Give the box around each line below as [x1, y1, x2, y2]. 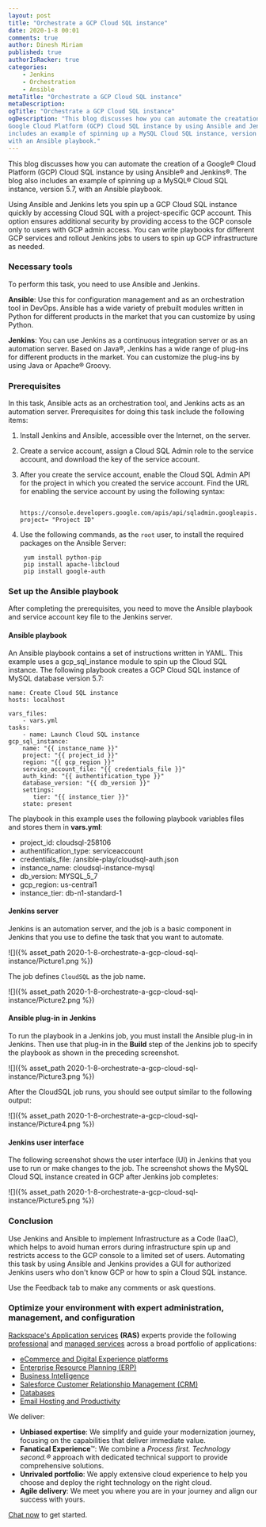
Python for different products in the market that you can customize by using [8, 311, 256, 321]
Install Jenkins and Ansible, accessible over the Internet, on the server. [19, 431, 251, 440]
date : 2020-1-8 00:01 [8, 26, 80, 34]
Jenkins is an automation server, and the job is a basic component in [8, 923, 232, 933]
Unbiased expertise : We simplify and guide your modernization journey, [19, 1427, 256, 1437]
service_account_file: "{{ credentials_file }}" [22, 765, 186, 773]
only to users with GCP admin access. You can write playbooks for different [8, 224, 255, 234]
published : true [8, 48, 62, 56]
